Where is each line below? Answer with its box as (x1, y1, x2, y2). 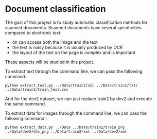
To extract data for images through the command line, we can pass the (5, 110, 147, 116)
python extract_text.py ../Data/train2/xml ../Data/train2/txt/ (5, 83, 138, 88)
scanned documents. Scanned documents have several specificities (5, 24, 142, 30)
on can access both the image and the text (12, 39, 98, 45)
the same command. (5, 101, 46, 106)
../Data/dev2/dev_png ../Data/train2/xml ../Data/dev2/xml (5, 129, 127, 134)
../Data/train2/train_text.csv (5, 87, 69, 92)
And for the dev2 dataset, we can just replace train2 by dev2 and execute (5, 96, 152, 102)
